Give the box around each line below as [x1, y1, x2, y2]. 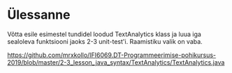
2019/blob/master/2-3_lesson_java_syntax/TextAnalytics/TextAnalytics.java [7, 58, 225, 66]
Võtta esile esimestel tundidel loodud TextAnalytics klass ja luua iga [7, 30, 201, 38]
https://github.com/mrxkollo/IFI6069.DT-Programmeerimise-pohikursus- [7, 51, 217, 59]
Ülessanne [7, 7, 71, 23]
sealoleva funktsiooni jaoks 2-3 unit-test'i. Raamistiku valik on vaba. [7, 37, 203, 45]
